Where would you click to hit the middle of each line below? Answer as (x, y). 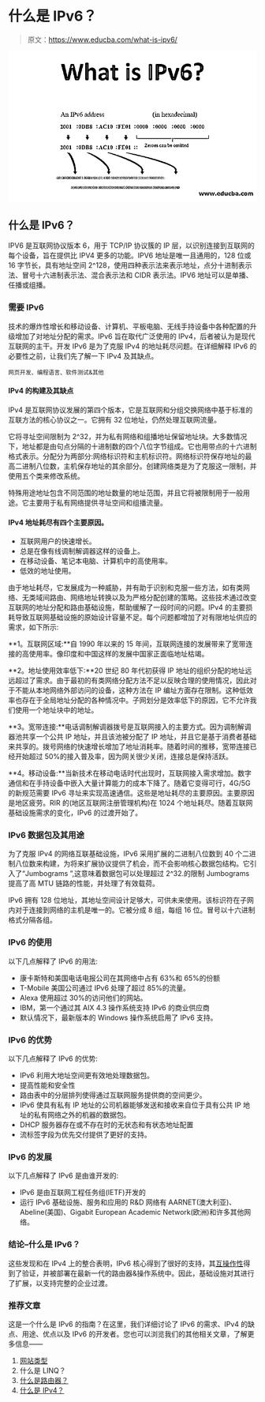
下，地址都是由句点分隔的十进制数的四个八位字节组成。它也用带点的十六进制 (132, 446)
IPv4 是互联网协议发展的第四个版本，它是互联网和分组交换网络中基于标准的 (131, 410)
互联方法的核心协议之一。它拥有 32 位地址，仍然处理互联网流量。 (115, 419)
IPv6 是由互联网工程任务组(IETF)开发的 (82, 1193)
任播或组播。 (29, 285)
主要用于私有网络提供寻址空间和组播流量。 (98, 502)
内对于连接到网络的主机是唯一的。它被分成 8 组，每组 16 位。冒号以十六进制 (132, 910)
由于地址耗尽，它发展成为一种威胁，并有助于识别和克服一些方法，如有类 (125, 588)
